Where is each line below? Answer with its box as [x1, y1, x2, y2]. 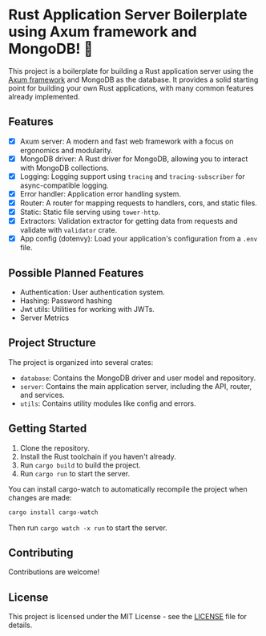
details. [8, 620, 33, 630]
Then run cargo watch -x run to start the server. [8, 523, 168, 533]
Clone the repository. [19, 443, 90, 452]
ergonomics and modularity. [19, 145, 113, 155]
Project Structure [8, 336, 96, 350]
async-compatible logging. [19, 180, 110, 190]
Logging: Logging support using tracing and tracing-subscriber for [19, 171, 246, 181]
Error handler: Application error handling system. [19, 188, 182, 198]
